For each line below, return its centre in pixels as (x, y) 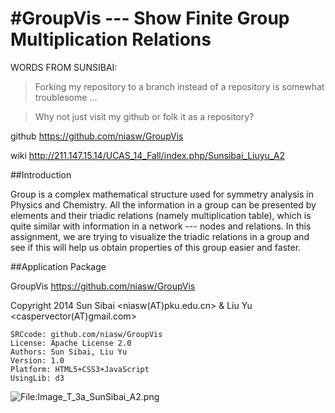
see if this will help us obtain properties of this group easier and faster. (156, 247)
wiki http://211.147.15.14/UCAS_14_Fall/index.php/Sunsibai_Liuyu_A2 (147, 155)
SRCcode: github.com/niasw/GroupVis (86, 334)
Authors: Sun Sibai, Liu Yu (69, 352)
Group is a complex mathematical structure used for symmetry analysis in (162, 194)
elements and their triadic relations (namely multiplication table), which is (161, 215)
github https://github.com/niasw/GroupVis (97, 136)
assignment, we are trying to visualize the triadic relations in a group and (160, 236)
